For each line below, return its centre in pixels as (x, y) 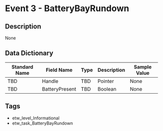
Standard (22, 67)
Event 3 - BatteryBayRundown (67, 8)
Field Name (59, 70)
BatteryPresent (59, 89)
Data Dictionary (29, 53)
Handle (50, 81)
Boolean (107, 89)
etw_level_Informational (36, 118)
